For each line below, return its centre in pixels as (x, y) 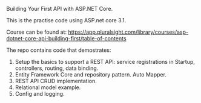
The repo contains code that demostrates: (59, 50)
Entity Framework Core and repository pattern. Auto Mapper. (91, 74)
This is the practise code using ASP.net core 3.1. (66, 20)
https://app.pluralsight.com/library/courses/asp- (128, 32)
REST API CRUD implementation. (56, 81)
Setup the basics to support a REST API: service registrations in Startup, (105, 62)
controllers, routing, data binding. (57, 68)
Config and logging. (40, 94)
